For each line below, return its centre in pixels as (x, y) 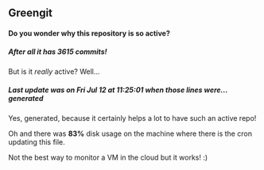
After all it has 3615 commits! (58, 52)
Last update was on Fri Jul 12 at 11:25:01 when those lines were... (118, 90)
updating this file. (37, 141)
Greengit (31, 13)
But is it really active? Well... (54, 71)
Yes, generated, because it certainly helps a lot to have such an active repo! (132, 118)
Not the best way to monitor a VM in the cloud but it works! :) (108, 157)
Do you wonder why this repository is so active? (89, 33)
